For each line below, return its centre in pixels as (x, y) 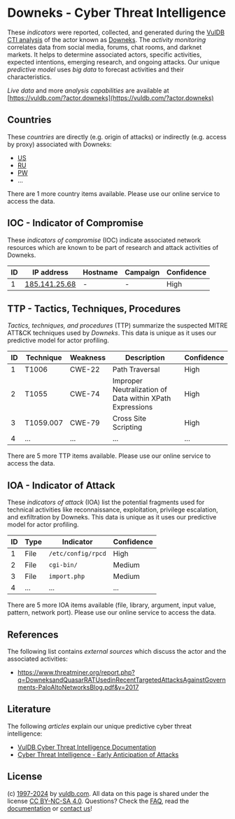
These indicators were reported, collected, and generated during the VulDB (116, 32)
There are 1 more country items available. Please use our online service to (114, 193)
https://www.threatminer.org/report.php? (76, 672)
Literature (29, 709)
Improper (128, 381)
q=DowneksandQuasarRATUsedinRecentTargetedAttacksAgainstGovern (121, 680)
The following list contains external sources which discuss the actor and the (117, 651)
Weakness (88, 358)
